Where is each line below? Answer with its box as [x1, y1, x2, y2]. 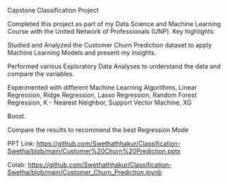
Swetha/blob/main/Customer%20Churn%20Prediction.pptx [7, 147, 181, 155]
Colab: [7, 160, 27, 169]
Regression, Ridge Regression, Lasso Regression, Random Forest [7, 91, 197, 99]
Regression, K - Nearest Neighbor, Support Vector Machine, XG [7, 98, 192, 107]
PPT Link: [7, 139, 35, 148]
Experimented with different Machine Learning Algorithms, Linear [7, 83, 198, 91]
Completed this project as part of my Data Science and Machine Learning [7, 20, 221, 28]
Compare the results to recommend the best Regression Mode [7, 126, 189, 134]
